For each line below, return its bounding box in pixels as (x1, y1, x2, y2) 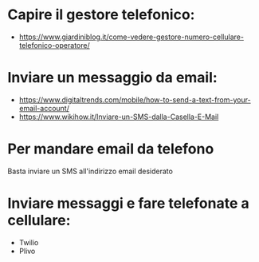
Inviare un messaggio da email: (7, 69, 218, 87)
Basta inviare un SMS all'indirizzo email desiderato (7, 166, 173, 176)
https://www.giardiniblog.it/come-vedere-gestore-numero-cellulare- (18, 32, 245, 42)
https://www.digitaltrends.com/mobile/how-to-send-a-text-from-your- (18, 94, 252, 105)
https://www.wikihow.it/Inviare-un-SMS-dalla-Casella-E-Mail (18, 112, 219, 121)
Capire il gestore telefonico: (7, 6, 195, 24)
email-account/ (18, 103, 69, 113)
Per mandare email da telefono (7, 140, 214, 158)
